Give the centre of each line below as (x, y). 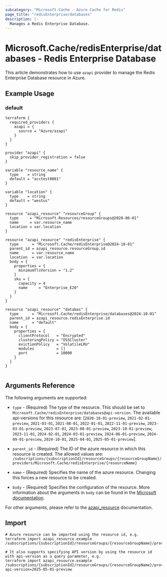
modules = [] (42, 349)
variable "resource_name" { (34, 170)
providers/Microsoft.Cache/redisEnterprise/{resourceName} (75, 463)
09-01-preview (27, 439)
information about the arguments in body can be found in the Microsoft (84, 492)
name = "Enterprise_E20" (48, 288)
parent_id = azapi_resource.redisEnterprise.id (60, 318)
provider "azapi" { (25, 153)
